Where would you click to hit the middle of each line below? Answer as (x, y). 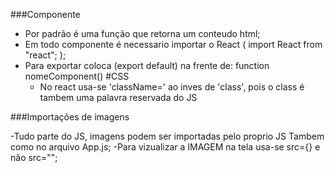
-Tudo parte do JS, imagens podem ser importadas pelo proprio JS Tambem (167, 136)
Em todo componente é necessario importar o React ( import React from (173, 44)
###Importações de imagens (70, 117)
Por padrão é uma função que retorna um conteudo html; (142, 33)
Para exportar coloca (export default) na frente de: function (147, 65)
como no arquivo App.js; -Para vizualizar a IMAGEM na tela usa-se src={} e (165, 147)
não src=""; (34, 157)
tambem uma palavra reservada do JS (118, 97)
